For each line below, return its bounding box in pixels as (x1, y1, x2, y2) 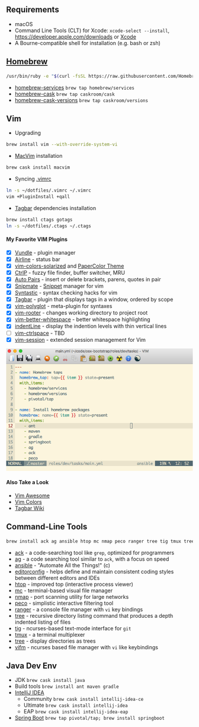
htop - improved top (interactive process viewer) (14, 580, 133, 588)
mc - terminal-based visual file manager (14, 587, 113, 594)
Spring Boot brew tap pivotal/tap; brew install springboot (14, 715, 165, 722)
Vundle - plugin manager (14, 249, 76, 256)
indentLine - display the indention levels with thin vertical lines (14, 323, 167, 330)
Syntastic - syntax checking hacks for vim (14, 289, 118, 296)
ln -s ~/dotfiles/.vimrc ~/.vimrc (6, 188, 92, 193)
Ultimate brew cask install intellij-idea (23, 701, 129, 709)
